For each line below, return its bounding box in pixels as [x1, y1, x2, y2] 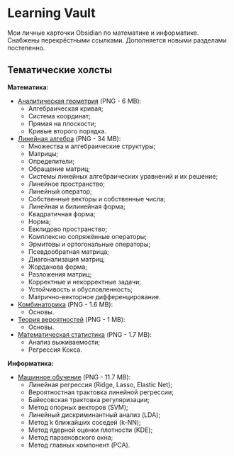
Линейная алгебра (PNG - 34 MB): [17, 134, 121, 143]
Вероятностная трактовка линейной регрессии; [28, 388, 174, 396]
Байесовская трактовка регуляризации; [28, 395, 150, 404]
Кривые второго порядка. [28, 126, 106, 135]
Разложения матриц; [28, 269, 92, 278]
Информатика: [7, 359, 55, 367]
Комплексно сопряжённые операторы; [28, 232, 147, 240]
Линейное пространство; [28, 179, 105, 188]
